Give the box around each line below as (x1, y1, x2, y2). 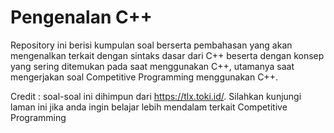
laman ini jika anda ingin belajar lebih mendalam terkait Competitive (10, 101, 288, 113)
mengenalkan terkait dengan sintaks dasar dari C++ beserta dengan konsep (10, 49, 325, 61)
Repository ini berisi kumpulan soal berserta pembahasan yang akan (10, 39, 293, 51)
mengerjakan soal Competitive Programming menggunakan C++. (10, 71, 278, 83)
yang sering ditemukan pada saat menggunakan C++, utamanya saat (10, 60, 295, 72)
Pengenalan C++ (10, 6, 153, 29)
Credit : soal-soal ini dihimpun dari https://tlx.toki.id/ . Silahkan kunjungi (10, 90, 302, 102)
